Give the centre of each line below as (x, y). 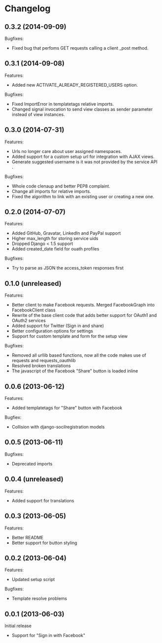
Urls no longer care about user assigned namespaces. (67, 151)
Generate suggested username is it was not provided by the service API (85, 162)
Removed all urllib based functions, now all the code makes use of (79, 355)
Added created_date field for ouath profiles (55, 249)
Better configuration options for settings (52, 331)
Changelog (28, 9)
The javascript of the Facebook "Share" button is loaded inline (75, 371)
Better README (28, 537)
